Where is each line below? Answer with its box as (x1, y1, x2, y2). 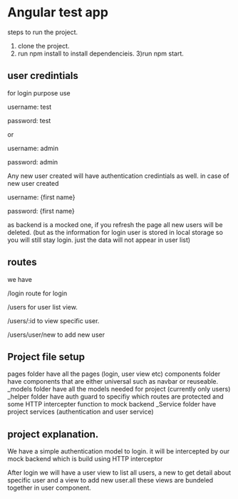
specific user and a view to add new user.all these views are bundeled (7, 476, 214, 485)
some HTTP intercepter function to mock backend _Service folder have (7, 400, 217, 409)
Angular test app (7, 4, 109, 21)
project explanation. (7, 428, 99, 440)
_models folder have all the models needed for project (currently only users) (7, 385, 231, 394)
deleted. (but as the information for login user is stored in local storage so (7, 228, 223, 236)
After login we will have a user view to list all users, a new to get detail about (7, 468, 232, 477)
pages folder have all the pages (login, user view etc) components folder (7, 369, 221, 378)
